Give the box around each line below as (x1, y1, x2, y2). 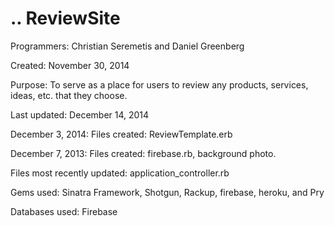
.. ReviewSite (10, 7, 121, 30)
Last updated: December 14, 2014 (10, 108, 150, 121)
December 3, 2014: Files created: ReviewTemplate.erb (10, 128, 233, 140)
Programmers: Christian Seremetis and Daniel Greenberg (10, 40, 245, 52)
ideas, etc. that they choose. (10, 89, 128, 101)
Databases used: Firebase (10, 205, 118, 217)
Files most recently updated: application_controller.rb (10, 167, 230, 179)
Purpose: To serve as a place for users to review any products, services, (10, 78, 309, 91)
